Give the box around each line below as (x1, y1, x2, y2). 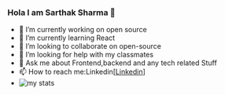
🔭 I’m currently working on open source (18, 25, 147, 35)
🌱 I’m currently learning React (18, 33, 116, 42)
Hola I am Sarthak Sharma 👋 (7, 7, 116, 18)
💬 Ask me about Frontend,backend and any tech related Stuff (18, 58, 217, 68)
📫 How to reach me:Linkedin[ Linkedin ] (18, 67, 146, 77)
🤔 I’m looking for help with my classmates (18, 50, 154, 60)
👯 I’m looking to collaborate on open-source (18, 42, 162, 51)
